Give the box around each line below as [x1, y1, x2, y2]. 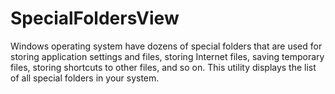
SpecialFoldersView [10, 7, 180, 30]
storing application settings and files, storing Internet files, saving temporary [10, 50, 325, 62]
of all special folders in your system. [10, 72, 160, 84]
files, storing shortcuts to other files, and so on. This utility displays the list [10, 61, 317, 73]
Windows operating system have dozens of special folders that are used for [10, 40, 323, 52]
